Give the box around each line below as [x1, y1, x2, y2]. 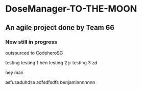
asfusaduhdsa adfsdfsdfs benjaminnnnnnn [5, 79, 96, 85]
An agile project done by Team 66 [5, 23, 115, 32]
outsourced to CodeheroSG [5, 50, 63, 56]
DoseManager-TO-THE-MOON [5, 3, 137, 15]
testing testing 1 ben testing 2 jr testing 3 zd [5, 59, 98, 66]
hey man [5, 69, 24, 75]
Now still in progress [5, 38, 58, 46]
